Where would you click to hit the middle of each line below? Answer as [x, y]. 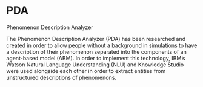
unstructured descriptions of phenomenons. [62, 77]
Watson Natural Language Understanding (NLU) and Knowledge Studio [95, 65]
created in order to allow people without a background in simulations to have [102, 45]
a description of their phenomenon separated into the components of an [96, 51]
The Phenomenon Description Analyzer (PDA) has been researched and [96, 39]
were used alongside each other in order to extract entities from [86, 71]
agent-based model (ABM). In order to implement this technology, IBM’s [96, 58]
